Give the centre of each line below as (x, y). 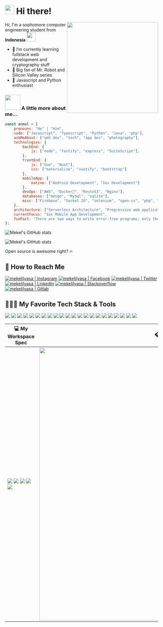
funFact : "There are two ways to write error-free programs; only (82, 219)
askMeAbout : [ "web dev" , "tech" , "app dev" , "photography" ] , (77, 138)
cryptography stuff (31, 64)
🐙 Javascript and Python (37, 80)
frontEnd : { (35, 160)
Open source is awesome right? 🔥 (39, 251)
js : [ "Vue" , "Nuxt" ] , (53, 165)
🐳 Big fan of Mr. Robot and (38, 70)
